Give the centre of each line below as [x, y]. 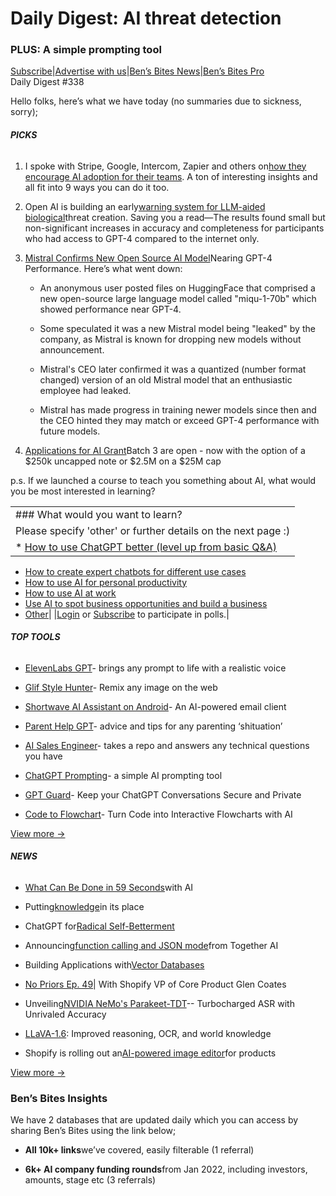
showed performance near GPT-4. [110, 309]
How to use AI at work [70, 593]
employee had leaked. [85, 390]
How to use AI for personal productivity [106, 582]
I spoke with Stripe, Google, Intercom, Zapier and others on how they [165, 166]
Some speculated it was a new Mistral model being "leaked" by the [177, 328]
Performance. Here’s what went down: [103, 268]
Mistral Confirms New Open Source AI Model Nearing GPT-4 [148, 258]
